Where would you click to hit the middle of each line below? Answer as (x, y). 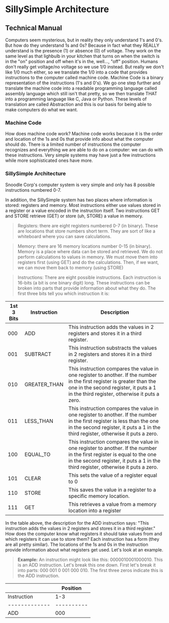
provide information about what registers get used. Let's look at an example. (84, 550)
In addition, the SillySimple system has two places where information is (79, 200)
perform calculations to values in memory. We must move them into (88, 257)
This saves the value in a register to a (112, 489)
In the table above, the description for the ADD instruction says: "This (77, 523)
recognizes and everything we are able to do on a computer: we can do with (84, 150)
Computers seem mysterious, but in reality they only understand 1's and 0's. (84, 40)
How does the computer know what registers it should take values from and (84, 534)
